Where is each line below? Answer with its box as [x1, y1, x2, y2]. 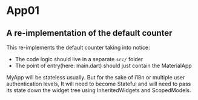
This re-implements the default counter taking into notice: [6, 44, 150, 51]
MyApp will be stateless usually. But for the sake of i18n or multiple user [6, 74, 185, 81]
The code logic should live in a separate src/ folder [15, 56, 144, 62]
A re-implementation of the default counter [6, 28, 173, 38]
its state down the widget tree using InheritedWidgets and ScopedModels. [6, 87, 191, 94]
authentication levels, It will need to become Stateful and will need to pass [6, 80, 191, 87]
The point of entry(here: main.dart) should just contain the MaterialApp [15, 62, 192, 69]
